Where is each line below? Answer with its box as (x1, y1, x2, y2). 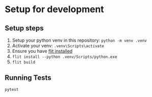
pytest (5, 87, 19, 92)
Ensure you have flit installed (12, 48, 73, 54)
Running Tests (5, 74, 51, 82)
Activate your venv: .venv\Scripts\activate (12, 43, 105, 49)
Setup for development (5, 4, 104, 15)
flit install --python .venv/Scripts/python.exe (12, 54, 117, 59)
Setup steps (5, 24, 44, 33)
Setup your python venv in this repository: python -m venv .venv (12, 37, 147, 43)
